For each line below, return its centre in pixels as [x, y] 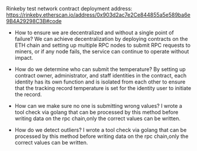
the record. [28, 94]
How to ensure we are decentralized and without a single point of [94, 33]
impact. [24, 58]
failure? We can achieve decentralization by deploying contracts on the [101, 39]
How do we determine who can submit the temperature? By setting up [100, 69]
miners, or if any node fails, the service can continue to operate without [102, 52]
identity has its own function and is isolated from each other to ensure [100, 82]
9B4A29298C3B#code [34, 21]
